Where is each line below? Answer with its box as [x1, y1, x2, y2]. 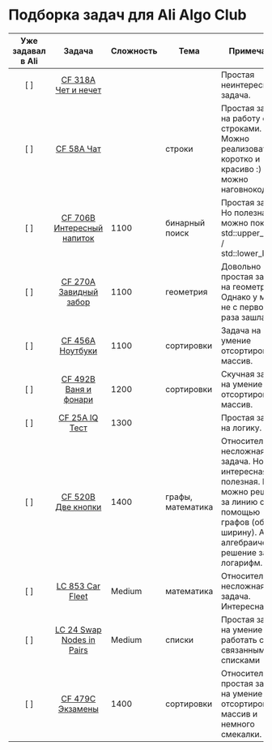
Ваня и [65, 383, 91, 394]
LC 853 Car [56, 580, 101, 592]
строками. [221, 123, 262, 134]
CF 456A [61, 334, 96, 346]
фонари [63, 394, 94, 405]
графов [221, 516, 249, 528]
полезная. [221, 476, 261, 487]
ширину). [221, 526, 257, 537]
